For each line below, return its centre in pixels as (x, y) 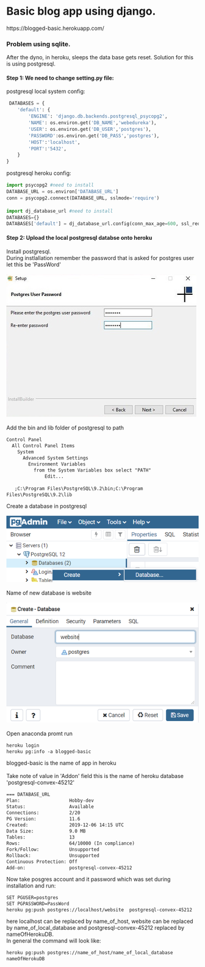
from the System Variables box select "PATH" (92, 470)
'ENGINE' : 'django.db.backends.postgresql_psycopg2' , (98, 117)
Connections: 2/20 (43, 813)
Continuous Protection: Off (42, 861)
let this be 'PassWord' (34, 264)
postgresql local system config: (46, 91)
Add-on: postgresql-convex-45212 (69, 868)
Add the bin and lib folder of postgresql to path (65, 428)
